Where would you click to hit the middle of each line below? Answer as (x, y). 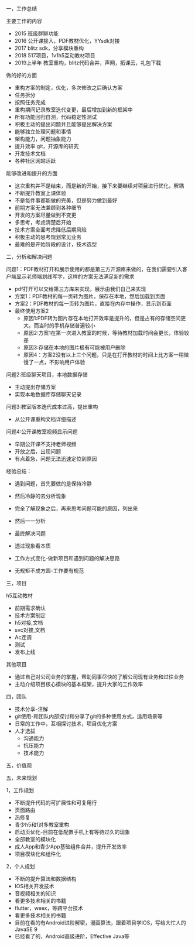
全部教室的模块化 (35, 839)
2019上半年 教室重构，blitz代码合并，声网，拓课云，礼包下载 (88, 63)
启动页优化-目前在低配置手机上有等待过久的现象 (72, 832)
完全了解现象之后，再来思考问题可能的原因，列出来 (76, 509)
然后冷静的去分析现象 (40, 496)
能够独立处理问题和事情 (43, 131)
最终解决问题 (30, 533)
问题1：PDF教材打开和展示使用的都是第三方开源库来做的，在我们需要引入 (94, 269)
